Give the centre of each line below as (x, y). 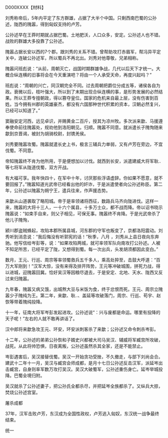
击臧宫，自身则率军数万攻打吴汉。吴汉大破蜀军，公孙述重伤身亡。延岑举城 (82, 369)
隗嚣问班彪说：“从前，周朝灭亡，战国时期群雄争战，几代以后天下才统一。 (81, 68)
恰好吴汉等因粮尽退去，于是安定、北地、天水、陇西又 (103, 272)
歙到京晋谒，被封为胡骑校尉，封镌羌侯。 (47, 133)
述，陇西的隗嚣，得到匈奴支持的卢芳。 (44, 24)
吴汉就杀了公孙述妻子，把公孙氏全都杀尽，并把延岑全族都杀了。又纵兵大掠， (84, 386)
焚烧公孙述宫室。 (23, 392)
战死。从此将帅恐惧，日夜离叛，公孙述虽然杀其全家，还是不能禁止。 (75, 346)
